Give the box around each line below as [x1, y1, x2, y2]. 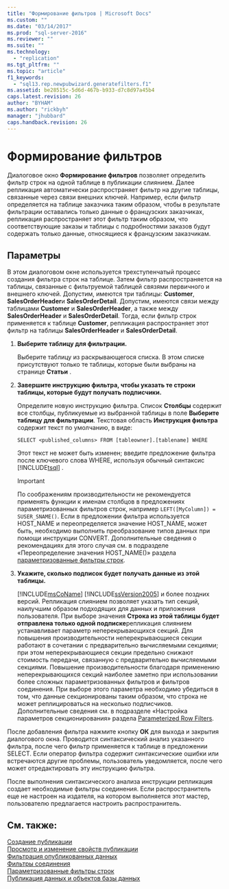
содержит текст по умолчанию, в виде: [16, 424, 132, 432]
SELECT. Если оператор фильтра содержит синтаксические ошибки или [7, 749, 219, 758]
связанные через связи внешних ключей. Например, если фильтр [7, 193, 201, 202]
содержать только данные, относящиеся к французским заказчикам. [7, 230, 211, 238]
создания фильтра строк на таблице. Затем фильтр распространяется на [7, 275, 223, 283]
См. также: [7, 820, 58, 831]
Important [16, 477, 45, 485]
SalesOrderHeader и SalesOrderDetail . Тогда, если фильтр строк [7, 312, 197, 320]
